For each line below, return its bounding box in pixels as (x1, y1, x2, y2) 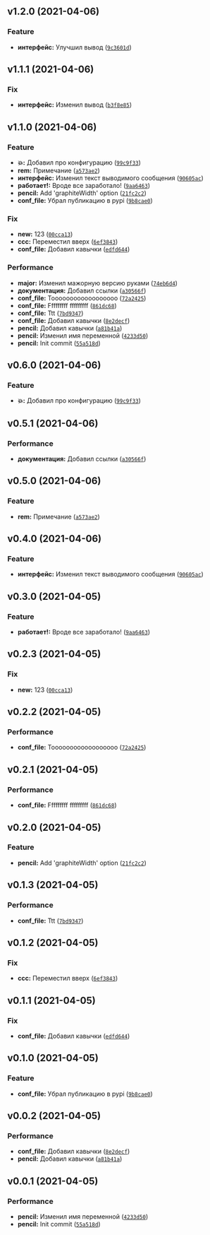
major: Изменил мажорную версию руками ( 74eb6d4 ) (17, 278, 178, 287)
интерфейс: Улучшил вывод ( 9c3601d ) (17, 42, 132, 52)
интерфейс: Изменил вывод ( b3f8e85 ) (17, 100, 132, 109)
